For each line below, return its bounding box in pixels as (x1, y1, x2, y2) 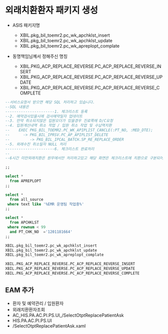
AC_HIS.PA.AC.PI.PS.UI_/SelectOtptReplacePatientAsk (12, 312, 124, 318)
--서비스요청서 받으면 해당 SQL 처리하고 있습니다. (5, 99, 95, 104)
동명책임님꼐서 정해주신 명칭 (12, 53, 68, 59)
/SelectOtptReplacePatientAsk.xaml (12, 322, 86, 329)
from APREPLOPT (9, 179, 41, 184)
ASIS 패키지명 (12, 22, 40, 28)
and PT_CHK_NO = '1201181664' (9, 229, 72, 234)
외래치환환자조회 (12, 306, 45, 312)
